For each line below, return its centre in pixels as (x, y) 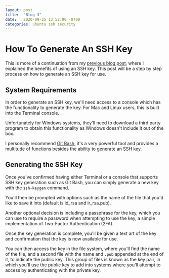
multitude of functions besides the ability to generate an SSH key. (74, 149)
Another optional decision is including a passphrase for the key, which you (83, 213)
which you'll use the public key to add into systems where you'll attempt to (83, 265)
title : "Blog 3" (24, 15)
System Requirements (41, 90)
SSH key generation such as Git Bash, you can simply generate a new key (82, 182)
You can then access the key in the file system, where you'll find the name (83, 249)
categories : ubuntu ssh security (40, 24)
